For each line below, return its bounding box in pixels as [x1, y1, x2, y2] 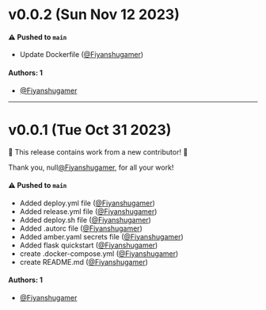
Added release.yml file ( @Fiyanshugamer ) [19, 206, 158, 216]
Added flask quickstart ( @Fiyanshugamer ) [19, 240, 158, 250]
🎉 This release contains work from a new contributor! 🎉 [8, 147, 188, 156]
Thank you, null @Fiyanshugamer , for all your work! [8, 163, 174, 172]
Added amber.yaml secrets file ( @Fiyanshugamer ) [19, 232, 184, 241]
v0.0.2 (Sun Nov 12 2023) [8, 6, 180, 24]
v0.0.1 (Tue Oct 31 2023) [8, 121, 172, 139]
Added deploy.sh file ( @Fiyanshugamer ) [19, 215, 152, 224]
